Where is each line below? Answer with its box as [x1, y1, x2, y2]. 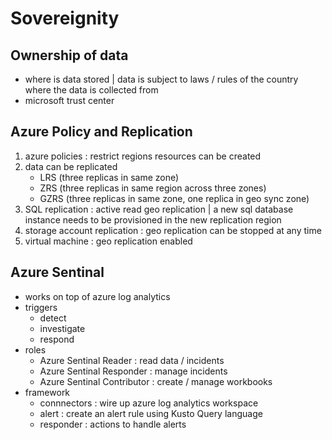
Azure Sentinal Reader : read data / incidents [39, 354, 225, 366]
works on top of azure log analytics [24, 290, 171, 302]
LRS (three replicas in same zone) [39, 171, 180, 183]
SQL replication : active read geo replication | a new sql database [24, 203, 294, 215]
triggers [24, 301, 58, 313]
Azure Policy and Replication [10, 123, 193, 141]
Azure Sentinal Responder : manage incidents [39, 365, 228, 377]
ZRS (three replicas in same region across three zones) [39, 182, 267, 194]
